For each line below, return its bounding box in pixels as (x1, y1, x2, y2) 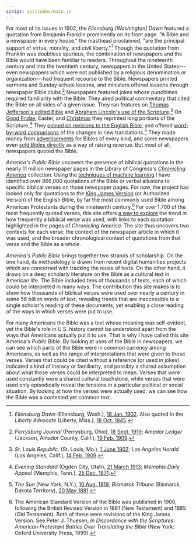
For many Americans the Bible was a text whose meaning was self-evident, (6, 319, 187, 326)
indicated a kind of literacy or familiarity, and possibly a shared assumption (6, 363, 186, 370)
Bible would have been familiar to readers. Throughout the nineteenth (6, 57, 173, 64)
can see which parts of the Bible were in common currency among (6, 344, 166, 351)
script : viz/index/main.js (6, 8, 72, 15)
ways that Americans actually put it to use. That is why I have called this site (6, 332, 189, 339)
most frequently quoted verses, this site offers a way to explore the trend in (6, 209, 187, 216)
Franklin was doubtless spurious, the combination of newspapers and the (6, 50, 183, 57)
